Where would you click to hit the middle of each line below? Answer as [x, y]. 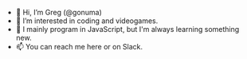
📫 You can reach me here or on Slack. [79, 47]
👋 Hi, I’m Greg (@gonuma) [59, 12]
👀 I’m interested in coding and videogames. [87, 21]
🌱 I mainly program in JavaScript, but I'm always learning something [127, 29]
